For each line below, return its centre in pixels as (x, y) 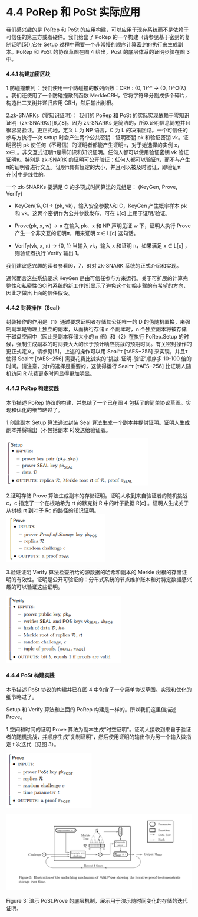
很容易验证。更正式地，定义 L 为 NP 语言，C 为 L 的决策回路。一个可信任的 (97, 130)
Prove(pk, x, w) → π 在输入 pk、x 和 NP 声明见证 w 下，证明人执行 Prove (103, 226)
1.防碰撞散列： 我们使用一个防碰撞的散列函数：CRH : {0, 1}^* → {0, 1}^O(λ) (96, 88)
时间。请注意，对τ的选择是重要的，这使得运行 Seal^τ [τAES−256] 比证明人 (96, 366)
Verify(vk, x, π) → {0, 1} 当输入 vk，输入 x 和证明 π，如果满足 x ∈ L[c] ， (102, 246)
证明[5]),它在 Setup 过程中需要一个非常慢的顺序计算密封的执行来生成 (95, 44)
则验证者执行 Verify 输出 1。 (48, 253)
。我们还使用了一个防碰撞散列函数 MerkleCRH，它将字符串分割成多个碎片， (98, 96)
